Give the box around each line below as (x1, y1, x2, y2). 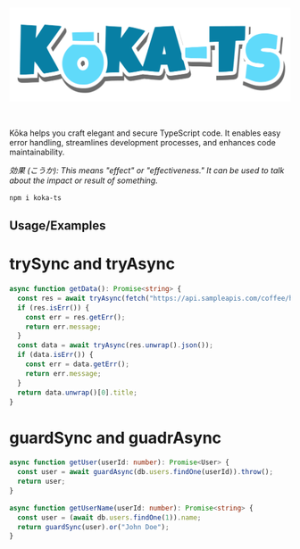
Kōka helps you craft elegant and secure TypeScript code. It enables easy (9, 128, 281, 138)
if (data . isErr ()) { (17, 351, 94, 360)
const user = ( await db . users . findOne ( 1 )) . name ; (17, 512, 202, 522)
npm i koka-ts (9, 193, 62, 203)
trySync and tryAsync (9, 254, 176, 274)
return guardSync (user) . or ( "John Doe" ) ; (17, 522, 170, 531)
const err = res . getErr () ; (25, 312, 126, 321)
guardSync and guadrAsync (9, 428, 221, 448)
